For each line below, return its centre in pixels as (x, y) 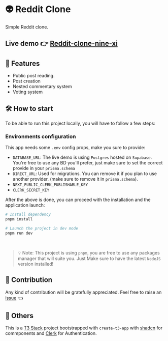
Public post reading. (33, 76)
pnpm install (19, 219)
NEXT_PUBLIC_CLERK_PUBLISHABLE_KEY (50, 185)
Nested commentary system (42, 87)
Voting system (28, 92)
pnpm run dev (19, 233)
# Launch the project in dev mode (42, 229)
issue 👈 (14, 298)
